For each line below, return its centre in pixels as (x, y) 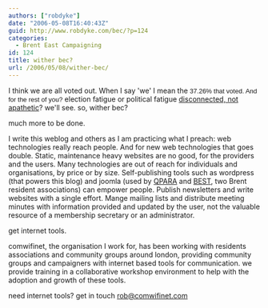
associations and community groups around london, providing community (130, 254)
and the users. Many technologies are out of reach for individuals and (123, 164)
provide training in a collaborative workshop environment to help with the (129, 271)
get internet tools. (38, 230)
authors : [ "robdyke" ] (44, 16)
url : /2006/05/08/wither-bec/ (59, 68)
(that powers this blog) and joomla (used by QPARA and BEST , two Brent (128, 181)
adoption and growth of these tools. (67, 280)
